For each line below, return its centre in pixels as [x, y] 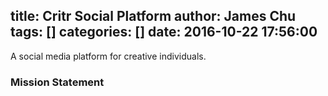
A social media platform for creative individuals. [108, 56]
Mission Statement [57, 82]
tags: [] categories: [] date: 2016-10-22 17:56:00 [164, 32]
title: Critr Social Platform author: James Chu [153, 16]
